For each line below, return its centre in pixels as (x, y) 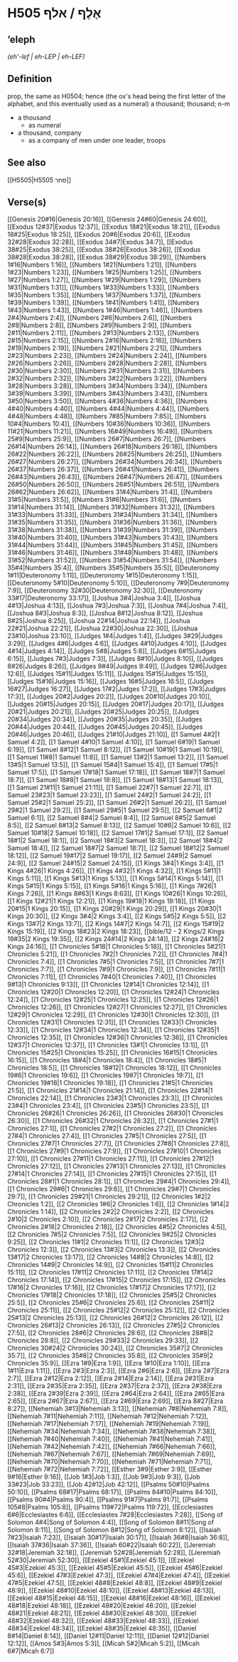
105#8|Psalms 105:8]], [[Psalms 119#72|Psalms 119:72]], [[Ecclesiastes (110, 1507)
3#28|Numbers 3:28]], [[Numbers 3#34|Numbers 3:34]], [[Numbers (108, 386)
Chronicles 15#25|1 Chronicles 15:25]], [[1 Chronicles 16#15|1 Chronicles (113, 1052)
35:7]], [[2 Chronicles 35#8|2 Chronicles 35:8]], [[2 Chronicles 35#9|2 (110, 1355)
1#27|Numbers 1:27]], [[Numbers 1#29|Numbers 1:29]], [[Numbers (104, 280)
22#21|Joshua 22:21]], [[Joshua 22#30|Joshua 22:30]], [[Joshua (103, 628)
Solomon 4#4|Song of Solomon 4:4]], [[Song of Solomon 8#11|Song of (111, 1522)
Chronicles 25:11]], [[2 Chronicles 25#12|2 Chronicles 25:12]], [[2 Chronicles (119, 1310)
